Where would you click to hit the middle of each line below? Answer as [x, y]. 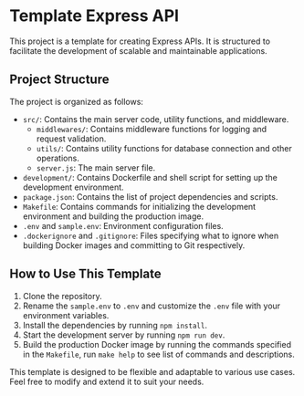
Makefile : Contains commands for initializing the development [139, 206]
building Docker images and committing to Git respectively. [134, 245]
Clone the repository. [62, 296]
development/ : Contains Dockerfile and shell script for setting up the [150, 177]
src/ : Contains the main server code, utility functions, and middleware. [156, 119]
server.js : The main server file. [96, 167]
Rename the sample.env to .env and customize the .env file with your [152, 306]
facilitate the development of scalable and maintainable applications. [138, 50]
